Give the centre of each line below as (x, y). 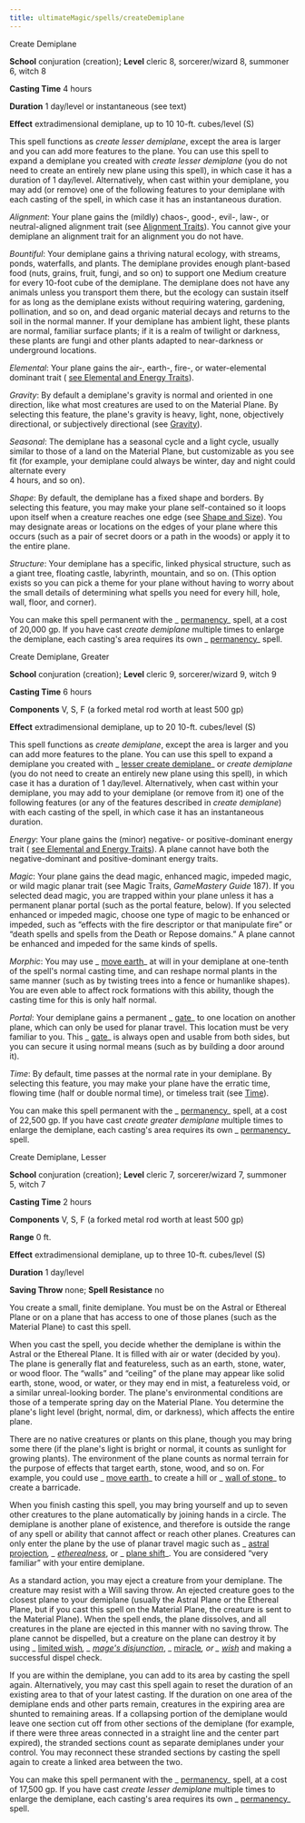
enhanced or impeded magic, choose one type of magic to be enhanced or (150, 914)
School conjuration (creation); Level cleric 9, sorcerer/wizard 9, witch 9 (143, 674)
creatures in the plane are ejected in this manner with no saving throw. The (149, 1628)
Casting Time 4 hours (51, 88)
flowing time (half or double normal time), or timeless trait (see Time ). (139, 1093)
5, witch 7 (28, 1184)
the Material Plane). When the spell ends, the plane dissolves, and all (138, 1619)
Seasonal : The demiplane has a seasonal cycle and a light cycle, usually (144, 441)
